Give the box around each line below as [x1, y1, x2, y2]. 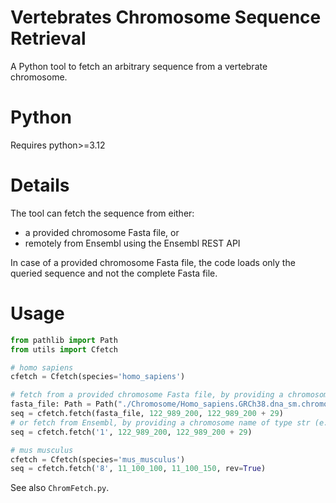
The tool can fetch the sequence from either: [10, 207, 195, 219]
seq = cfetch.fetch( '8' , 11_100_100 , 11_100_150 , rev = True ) [10, 464, 267, 474]
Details [10, 174, 70, 197]
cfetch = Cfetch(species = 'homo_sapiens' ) [10, 372, 186, 382]
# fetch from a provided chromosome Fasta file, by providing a [10, 390, 284, 400]
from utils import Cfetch [10, 344, 118, 355]
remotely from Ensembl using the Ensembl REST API [24, 237, 241, 249]
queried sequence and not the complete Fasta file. [10, 267, 218, 279]
